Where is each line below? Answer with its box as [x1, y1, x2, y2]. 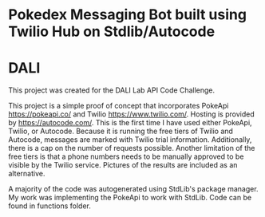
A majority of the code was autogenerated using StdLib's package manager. [8, 184, 259, 194]
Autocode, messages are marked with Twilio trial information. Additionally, [8, 135, 252, 144]
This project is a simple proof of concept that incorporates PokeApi [8, 101, 229, 111]
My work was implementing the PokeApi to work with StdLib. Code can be [8, 193, 252, 203]
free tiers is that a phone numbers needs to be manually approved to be [8, 152, 244, 161]
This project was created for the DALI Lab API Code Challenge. [8, 85, 216, 95]
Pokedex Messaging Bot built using [8, 6, 247, 24]
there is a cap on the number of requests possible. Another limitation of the [8, 144, 255, 153]
